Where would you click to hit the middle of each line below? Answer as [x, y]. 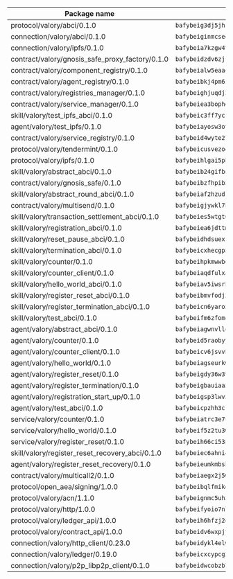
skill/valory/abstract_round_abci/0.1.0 [72, 194]
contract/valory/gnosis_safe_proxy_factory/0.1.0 [89, 59]
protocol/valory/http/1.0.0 [53, 509]
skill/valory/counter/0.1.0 [52, 261]
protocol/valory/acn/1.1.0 [53, 498]
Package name [90, 14]
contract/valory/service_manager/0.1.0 [75, 104]
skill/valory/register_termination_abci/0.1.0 [80, 306]
